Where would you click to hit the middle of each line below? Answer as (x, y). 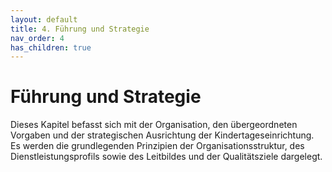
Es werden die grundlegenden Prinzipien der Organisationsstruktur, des (157, 146)
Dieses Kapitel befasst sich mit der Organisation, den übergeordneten (154, 125)
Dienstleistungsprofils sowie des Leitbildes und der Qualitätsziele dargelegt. (166, 157)
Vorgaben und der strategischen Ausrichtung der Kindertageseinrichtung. (162, 135)
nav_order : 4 (37, 38)
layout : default (44, 19)
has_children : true (51, 47)
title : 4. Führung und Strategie (80, 29)
